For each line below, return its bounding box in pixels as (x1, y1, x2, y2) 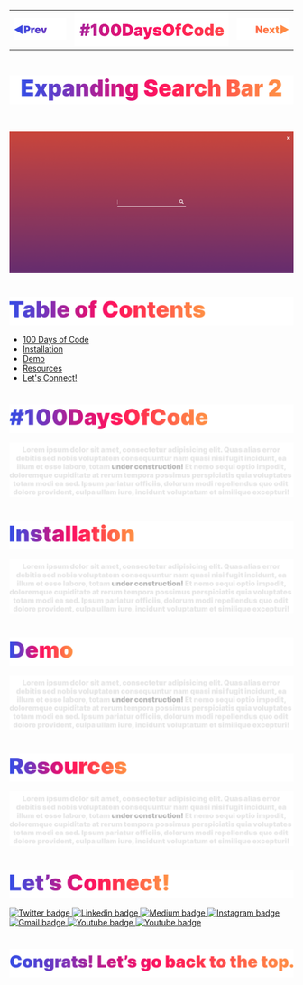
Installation (22, 344, 64, 354)
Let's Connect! (22, 372, 78, 383)
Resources (22, 363, 63, 373)
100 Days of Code (22, 334, 89, 345)
